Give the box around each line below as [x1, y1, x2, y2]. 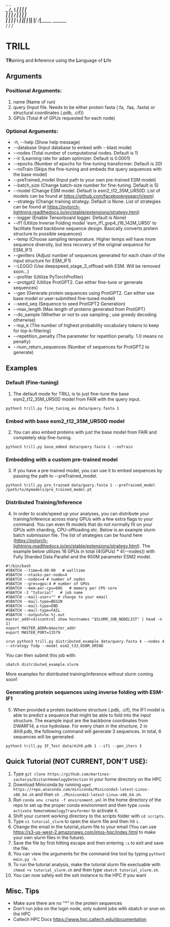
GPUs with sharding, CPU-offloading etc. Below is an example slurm [13, 526, 156, 532]
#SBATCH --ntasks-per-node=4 [6, 572, 67, 577]
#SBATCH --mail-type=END [6, 603, 58, 609]
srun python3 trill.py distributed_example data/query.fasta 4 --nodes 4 [6, 638, 165, 644]
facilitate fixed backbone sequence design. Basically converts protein [13, 225, 158, 231]
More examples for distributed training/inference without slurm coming [6, 671, 153, 677]
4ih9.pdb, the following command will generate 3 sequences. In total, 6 [13, 728, 161, 734]
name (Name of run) [13, 98, 56, 105]
